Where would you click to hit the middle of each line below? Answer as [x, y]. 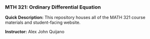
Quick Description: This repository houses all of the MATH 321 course [75, 18]
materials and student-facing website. [43, 22]
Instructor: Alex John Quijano [35, 32]
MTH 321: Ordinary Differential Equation [53, 7]
